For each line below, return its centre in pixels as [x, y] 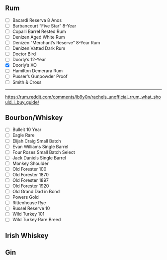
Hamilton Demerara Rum [38, 71]
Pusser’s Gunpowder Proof [40, 76]
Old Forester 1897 [30, 180]
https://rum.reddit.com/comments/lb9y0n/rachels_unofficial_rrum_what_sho [83, 97]
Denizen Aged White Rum [39, 37]
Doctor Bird [24, 54]
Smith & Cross [27, 82]
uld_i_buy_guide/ [22, 102]
